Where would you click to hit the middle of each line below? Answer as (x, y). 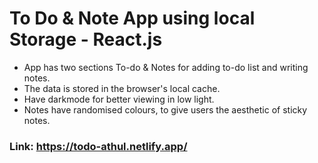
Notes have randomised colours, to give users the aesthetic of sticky (165, 109)
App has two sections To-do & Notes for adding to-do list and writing (166, 67)
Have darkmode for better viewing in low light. (119, 99)
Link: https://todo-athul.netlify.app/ (98, 146)
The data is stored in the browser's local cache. (122, 88)
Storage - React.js (86, 39)
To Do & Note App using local (132, 18)
